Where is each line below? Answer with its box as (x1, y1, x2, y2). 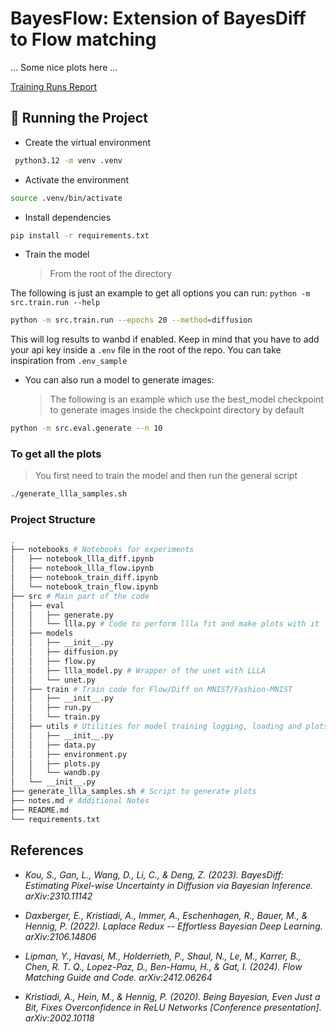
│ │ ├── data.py (10, 740, 97, 750)
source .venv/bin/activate (10, 193, 123, 203)
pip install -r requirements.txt (10, 230, 150, 241)
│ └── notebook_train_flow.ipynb (10, 582, 159, 592)
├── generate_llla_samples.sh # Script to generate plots (10, 787, 257, 797)
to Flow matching (10, 28, 157, 51)
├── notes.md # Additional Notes (10, 796, 150, 806)
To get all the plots (10, 447, 102, 461)
